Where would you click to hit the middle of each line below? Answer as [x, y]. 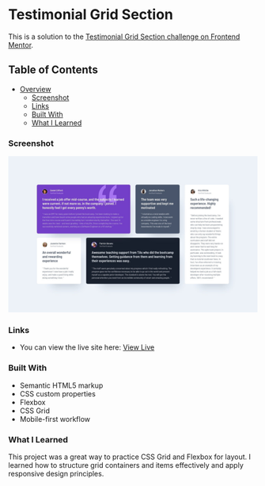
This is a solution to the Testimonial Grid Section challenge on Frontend [124, 36]
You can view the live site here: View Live [87, 347]
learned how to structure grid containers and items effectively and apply [126, 465]
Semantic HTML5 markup [61, 385]
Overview [35, 89]
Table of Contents [53, 70]
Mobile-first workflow [55, 419]
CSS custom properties [58, 393]
